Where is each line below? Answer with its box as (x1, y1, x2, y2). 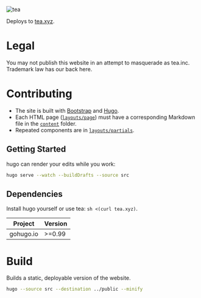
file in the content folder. (15, 119, 77, 127)
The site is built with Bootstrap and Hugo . (15, 107, 119, 114)
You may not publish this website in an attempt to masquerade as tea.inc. (6, 59, 190, 66)
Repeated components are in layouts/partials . (15, 126, 135, 133)
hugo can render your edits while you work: (6, 160, 116, 168)
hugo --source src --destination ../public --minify (6, 286, 143, 293)
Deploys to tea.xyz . (6, 18, 55, 24)
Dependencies (6, 189, 63, 199)
